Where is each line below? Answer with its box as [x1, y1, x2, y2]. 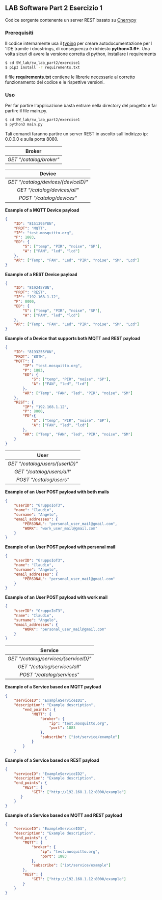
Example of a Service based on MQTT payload [5, 684, 102, 690]
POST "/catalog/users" [16, 476, 70, 483]
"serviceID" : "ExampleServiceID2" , [14, 771, 87, 776]
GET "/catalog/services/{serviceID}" [7, 655, 92, 662]
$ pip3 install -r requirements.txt [5, 65, 80, 70]
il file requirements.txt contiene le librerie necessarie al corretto [5, 74, 135, 80]
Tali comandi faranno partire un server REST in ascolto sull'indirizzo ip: [5, 130, 148, 137]
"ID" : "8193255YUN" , [14, 349, 56, 355]
